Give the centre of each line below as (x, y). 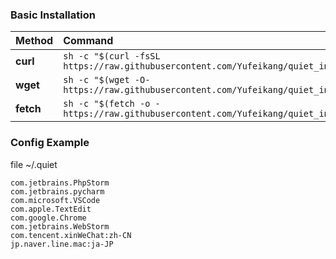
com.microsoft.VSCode (55, 200)
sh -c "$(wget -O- (107, 80)
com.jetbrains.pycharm (57, 191)
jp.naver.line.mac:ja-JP (62, 244)
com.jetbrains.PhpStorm (60, 183)
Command (88, 41)
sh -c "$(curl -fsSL (112, 56)
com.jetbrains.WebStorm (60, 226)
